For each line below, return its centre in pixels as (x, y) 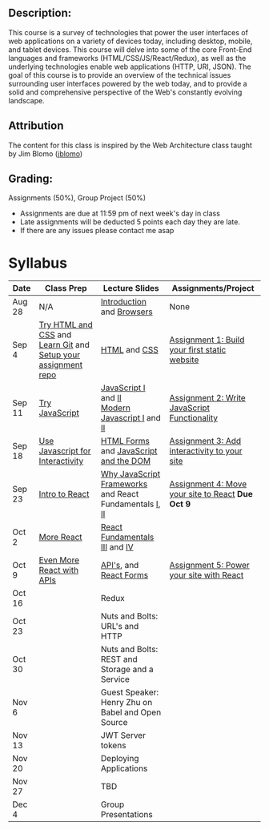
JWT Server (123, 735)
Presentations (127, 815)
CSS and (55, 335)
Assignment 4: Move (208, 484)
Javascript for (65, 451)
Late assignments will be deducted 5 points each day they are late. (130, 222)
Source (114, 723)
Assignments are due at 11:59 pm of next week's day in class (120, 214)
